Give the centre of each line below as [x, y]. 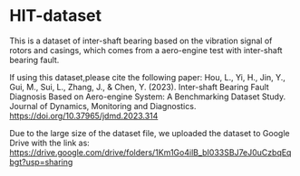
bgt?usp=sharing [41, 162]
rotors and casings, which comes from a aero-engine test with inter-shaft [146, 50]
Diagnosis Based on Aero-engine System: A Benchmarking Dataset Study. [148, 97]
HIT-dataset [56, 16]
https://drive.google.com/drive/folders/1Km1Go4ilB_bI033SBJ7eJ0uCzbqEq [150, 152]
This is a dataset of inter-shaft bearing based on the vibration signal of [141, 41]
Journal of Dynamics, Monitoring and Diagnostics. [103, 106]
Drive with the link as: [50, 143]
